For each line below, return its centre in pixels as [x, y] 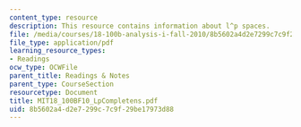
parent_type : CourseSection [62, 84]
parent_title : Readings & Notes [69, 76]
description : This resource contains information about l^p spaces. [140, 26]
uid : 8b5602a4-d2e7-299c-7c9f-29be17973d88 [92, 109]
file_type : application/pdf [62, 42]
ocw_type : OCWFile [43, 68]
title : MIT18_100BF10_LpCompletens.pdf [84, 101]
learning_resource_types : [57, 51]
